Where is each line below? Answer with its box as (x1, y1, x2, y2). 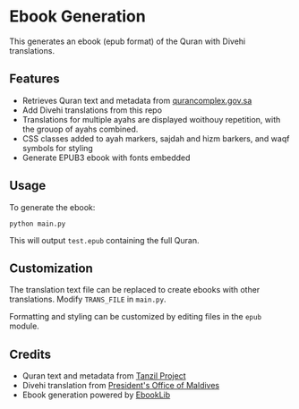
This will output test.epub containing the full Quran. (9, 234, 200, 245)
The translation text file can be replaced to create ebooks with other (9, 285, 261, 295)
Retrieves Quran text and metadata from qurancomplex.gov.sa (21, 95, 252, 106)
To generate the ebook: (9, 201, 96, 212)
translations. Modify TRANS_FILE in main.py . (9, 294, 167, 305)
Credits (9, 346, 52, 362)
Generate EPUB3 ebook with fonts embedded (21, 152, 191, 163)
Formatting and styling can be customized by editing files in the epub (9, 311, 262, 322)
